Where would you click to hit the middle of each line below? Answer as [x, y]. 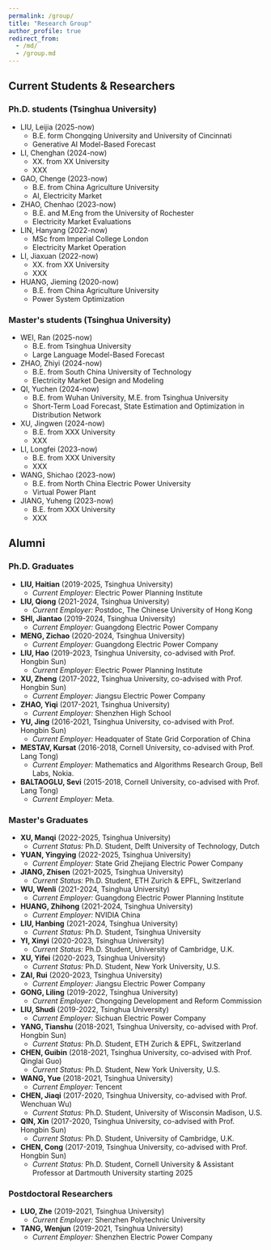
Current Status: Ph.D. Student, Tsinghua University [116, 932]
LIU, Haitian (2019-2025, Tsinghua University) [97, 584]
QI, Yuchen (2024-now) [59, 388]
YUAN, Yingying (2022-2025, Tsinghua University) [106, 854]
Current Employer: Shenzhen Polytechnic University [119, 1220]
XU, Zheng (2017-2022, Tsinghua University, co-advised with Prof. [131, 678]
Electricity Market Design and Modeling [98, 380]
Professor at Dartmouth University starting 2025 [112, 1172]
